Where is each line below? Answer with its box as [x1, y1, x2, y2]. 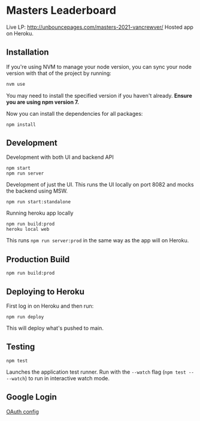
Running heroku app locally [6, 209, 74, 216]
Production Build [6, 254, 70, 264]
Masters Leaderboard [6, 4, 117, 17]
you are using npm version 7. [6, 98, 80, 106]
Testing [6, 342, 35, 352]
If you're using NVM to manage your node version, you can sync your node [6, 63, 192, 70]
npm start [6, 166, 31, 172]
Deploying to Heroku [6, 286, 85, 297]
